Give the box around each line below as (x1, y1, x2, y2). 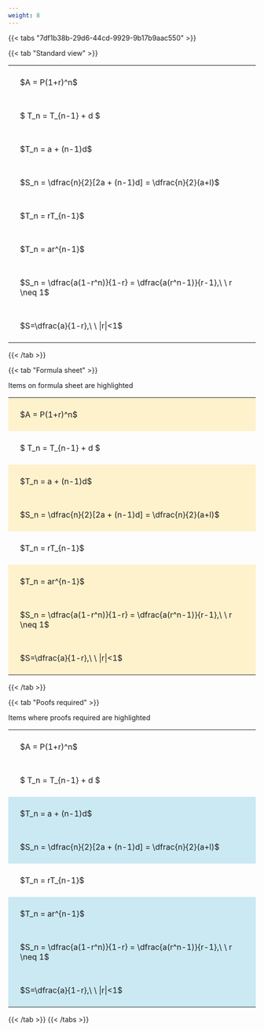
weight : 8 (8, 11, 41, 20)
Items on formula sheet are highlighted (8, 380, 134, 389)
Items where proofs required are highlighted (8, 712, 151, 722)
